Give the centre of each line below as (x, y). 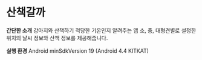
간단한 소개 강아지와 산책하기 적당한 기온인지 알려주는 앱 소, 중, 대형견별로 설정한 (101, 30)
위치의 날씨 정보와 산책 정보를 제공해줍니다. (57, 38)
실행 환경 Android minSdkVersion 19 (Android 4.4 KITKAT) (78, 51)
